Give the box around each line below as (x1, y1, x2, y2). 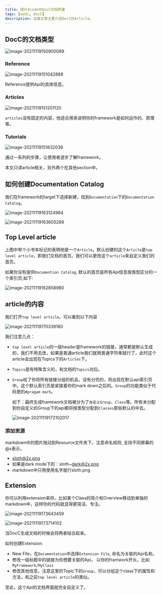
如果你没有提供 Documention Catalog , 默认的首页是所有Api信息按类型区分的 (5, 269, 153, 275)
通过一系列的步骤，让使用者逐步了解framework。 (5, 155, 103, 160)
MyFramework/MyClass (12, 563, 54, 568)
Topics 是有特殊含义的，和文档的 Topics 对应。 (12, 366, 102, 372)
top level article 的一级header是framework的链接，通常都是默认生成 (12, 344, 153, 349)
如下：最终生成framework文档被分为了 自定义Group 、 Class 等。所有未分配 (12, 399, 156, 405)
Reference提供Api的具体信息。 (5, 81, 66, 87)
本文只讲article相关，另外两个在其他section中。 (5, 165, 100, 171)
